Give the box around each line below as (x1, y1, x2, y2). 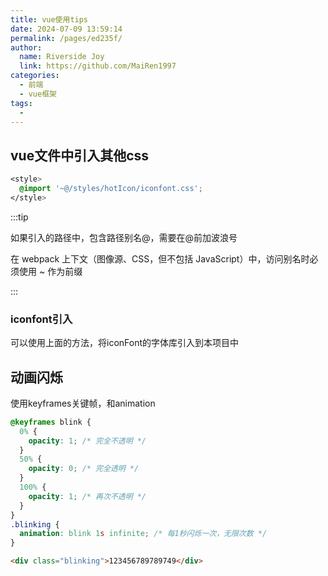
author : (10, 42, 43, 53)
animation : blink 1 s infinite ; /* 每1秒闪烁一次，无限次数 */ (19, 529, 268, 539)
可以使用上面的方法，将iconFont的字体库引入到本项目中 (10, 337, 240, 349)
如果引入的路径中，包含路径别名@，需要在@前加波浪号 (10, 231, 238, 243)
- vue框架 (19, 89, 57, 99)
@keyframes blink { (10, 417, 92, 427)
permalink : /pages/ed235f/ (10, 33, 123, 43)
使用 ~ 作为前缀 (18, 265, 83, 277)
